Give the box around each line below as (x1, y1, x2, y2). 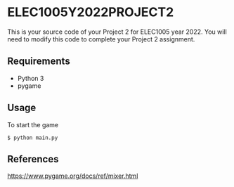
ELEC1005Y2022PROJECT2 (7, 4, 174, 20)
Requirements (7, 56, 70, 67)
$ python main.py (7, 134, 58, 141)
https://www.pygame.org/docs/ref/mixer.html (7, 172, 138, 180)
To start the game (7, 120, 59, 129)
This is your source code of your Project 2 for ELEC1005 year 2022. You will (7, 27, 227, 36)
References (7, 153, 59, 165)
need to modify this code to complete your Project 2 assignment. (7, 34, 195, 43)
